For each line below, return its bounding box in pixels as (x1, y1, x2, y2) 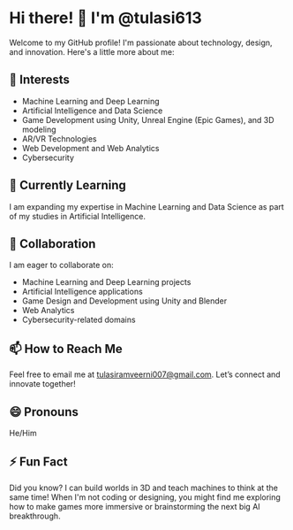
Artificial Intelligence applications (21, 287, 143, 297)
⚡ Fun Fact (9, 455, 68, 470)
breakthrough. (9, 511, 61, 521)
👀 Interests (9, 73, 71, 88)
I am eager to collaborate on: (9, 260, 115, 271)
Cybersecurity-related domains (21, 314, 136, 326)
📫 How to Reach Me (9, 341, 123, 357)
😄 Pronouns (9, 404, 79, 419)
